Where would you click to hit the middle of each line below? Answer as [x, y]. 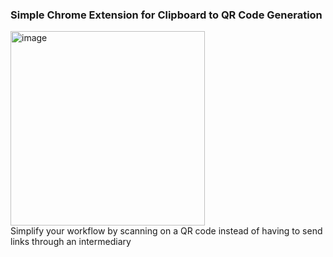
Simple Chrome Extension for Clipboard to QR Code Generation [166, 15]
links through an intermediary [71, 242]
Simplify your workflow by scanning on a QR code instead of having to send [166, 231]
